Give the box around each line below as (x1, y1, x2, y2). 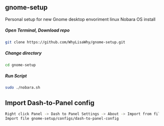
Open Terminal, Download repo (5, 27, 70, 33)
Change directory (5, 50, 42, 56)
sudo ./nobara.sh (5, 85, 41, 90)
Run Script (5, 73, 27, 79)
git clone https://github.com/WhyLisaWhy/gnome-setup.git (5, 39, 125, 45)
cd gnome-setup (5, 62, 36, 67)
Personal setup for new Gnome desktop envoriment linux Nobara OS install (5, 16, 156, 22)
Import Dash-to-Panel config (5, 99, 95, 107)
